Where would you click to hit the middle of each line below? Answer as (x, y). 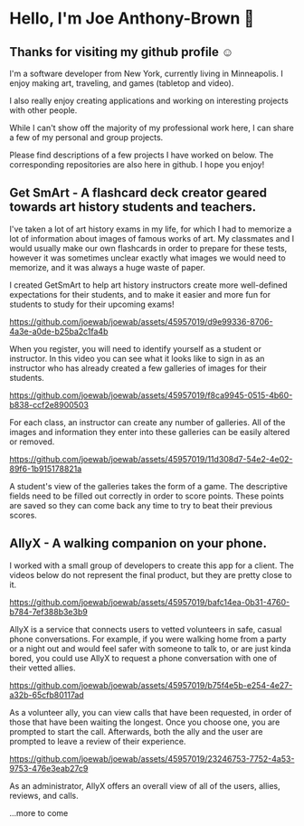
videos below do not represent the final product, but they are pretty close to (151, 574)
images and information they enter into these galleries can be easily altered (150, 432)
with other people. (43, 110)
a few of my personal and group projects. (86, 138)
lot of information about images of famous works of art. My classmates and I (152, 238)
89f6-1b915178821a (46, 469)
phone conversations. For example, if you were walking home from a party (148, 639)
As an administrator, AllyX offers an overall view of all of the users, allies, (145, 785)
